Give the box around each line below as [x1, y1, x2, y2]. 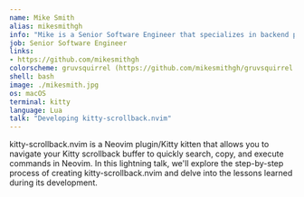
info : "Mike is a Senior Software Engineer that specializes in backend [9, 30, 290, 39]
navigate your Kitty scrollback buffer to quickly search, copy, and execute [9, 148, 284, 159]
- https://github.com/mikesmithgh [9, 55, 140, 64]
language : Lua [9, 106, 63, 115]
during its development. [9, 177, 98, 188]
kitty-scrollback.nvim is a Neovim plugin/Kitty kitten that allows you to [9, 139, 270, 150]
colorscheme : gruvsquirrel [9, 64, 111, 73]
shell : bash [9, 72, 54, 81]
